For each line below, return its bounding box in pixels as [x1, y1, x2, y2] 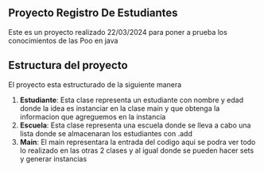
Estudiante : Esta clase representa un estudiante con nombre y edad [19, 95, 244, 104]
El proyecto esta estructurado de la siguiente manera [8, 79, 182, 89]
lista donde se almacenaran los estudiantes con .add [19, 128, 193, 138]
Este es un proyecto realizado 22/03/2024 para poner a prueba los [8, 27, 228, 36]
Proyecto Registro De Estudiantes [8, 6, 178, 20]
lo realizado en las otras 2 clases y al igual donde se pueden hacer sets [19, 146, 254, 155]
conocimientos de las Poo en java [8, 36, 118, 45]
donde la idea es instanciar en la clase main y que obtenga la [19, 103, 220, 113]
